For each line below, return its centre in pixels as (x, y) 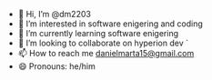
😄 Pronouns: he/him (56, 66)
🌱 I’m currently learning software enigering (98, 33)
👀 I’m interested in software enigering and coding (110, 24)
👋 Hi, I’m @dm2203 (54, 14)
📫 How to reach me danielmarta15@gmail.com (106, 53)
